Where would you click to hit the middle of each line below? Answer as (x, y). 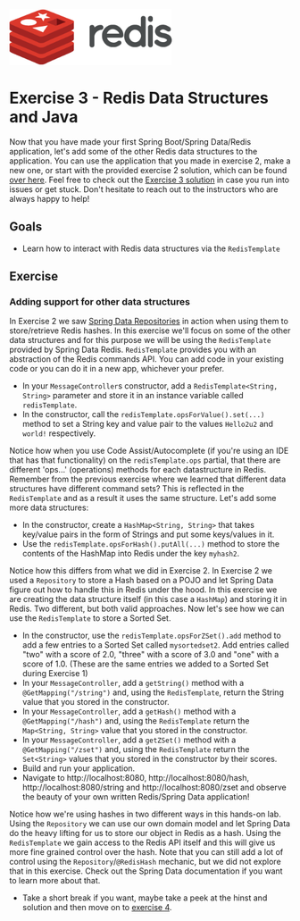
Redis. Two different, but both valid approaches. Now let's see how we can (147, 609)
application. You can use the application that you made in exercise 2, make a (150, 161)
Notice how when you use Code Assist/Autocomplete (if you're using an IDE (149, 451)
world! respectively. (59, 433)
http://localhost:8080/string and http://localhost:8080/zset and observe (154, 787)
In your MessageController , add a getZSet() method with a (129, 740)
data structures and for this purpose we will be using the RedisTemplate (140, 340)
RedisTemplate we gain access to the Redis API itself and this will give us (142, 842)
